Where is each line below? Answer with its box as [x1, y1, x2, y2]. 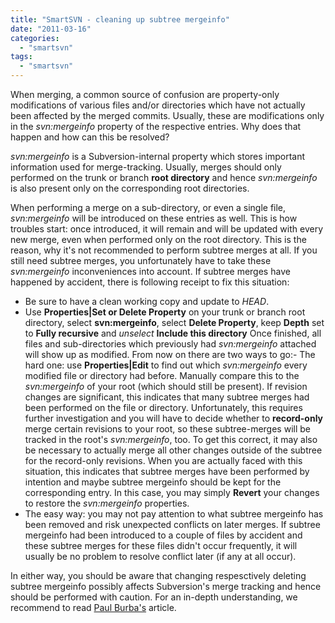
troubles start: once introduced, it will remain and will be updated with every [10, 223, 324, 235]
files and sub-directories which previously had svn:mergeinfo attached [24, 338, 317, 350]
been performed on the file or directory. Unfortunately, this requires [24, 402, 303, 413]
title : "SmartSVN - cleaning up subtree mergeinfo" [10, 14, 230, 25]
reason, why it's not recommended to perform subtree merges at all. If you [10, 244, 318, 256]
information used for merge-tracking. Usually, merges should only [10, 161, 282, 173]
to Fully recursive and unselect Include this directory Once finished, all [24, 327, 322, 339]
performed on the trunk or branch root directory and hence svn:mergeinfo [10, 172, 318, 183]
